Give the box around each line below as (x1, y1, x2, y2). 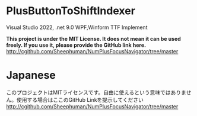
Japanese (6, 69, 56, 82)
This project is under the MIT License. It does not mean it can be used (6, 35, 181, 42)
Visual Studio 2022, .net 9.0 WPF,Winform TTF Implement (6, 24, 148, 31)
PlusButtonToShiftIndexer (6, 4, 135, 18)
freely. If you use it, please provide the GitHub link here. (6, 41, 147, 49)
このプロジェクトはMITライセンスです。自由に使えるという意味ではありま (6, 89, 186, 96)
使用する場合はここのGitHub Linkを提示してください (16, 96, 144, 103)
